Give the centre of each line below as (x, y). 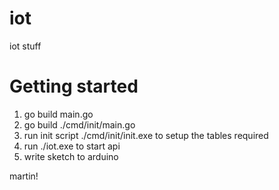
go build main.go (58, 114)
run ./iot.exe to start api (72, 146)
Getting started (74, 86)
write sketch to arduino (71, 156)
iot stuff (25, 46)
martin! (24, 176)
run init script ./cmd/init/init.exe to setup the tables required (146, 135)
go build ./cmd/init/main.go (79, 124)
